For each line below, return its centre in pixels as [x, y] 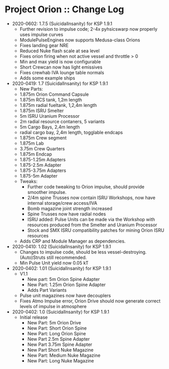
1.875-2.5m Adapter [40, 165]
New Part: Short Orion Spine [57, 328]
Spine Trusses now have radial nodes [67, 214]
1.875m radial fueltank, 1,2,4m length [58, 105]
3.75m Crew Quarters [42, 148]
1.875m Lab [32, 143]
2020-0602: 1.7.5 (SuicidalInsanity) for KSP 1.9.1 [62, 24]
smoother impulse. [47, 192]
